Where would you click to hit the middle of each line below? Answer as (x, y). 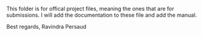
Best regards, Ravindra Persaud (47, 27)
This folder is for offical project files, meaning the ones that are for (90, 9)
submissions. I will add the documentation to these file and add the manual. (102, 15)
